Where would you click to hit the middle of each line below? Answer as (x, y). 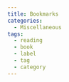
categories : (25, 21)
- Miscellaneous (38, 27)
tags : (15, 34)
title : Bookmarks (33, 14)
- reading (28, 41)
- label (25, 54)
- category (30, 67)
